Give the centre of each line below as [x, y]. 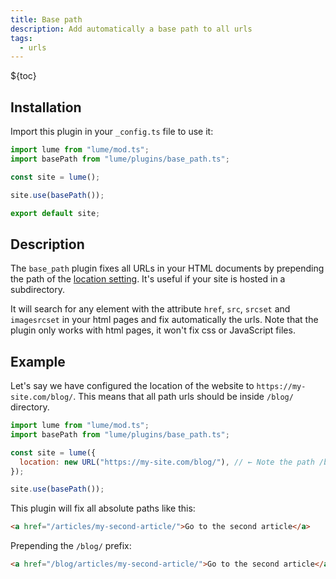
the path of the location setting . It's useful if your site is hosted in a [148, 279]
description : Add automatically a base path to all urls [131, 29]
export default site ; [55, 213]
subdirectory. [38, 290]
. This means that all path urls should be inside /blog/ [183, 397]
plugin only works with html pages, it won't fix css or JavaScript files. [153, 330]
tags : [21, 38]
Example [38, 361]
